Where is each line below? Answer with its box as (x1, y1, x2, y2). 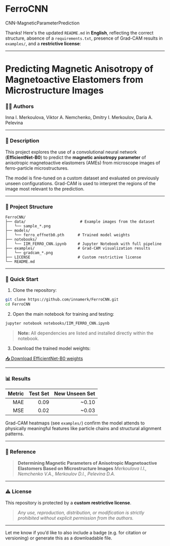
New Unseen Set (54, 390, 95, 397)
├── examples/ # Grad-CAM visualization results (5, 246, 151, 251)
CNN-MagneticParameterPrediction (5, 20, 80, 26)
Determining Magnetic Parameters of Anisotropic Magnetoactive (17, 460, 157, 466)
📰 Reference (5, 448, 36, 456)
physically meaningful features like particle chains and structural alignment (5, 426, 162, 432)
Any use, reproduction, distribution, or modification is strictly (17, 509, 145, 515)
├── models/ (5, 228, 30, 233)
